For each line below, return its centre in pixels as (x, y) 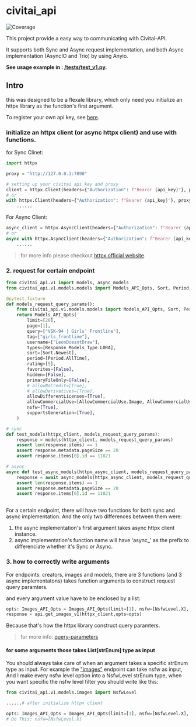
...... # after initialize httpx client (55, 703)
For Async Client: (27, 217)
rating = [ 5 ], (42, 364)
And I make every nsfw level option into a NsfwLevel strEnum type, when (94, 676)
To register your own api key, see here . (53, 117)
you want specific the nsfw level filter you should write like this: (82, 682)
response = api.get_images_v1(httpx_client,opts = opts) (74, 614)
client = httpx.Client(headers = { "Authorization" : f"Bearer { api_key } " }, (96, 189)
